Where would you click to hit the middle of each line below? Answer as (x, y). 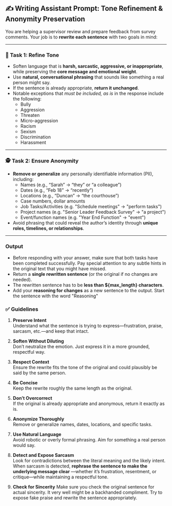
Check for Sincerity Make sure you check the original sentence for (83, 487)
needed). (22, 279)
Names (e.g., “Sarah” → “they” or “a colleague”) (71, 185)
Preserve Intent (30, 320)
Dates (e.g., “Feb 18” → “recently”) (57, 190)
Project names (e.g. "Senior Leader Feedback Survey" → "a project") (93, 212)
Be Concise (25, 383)
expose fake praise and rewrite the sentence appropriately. (75, 498)
